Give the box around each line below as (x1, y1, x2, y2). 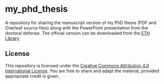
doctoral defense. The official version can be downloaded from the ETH (5, 30, 150, 36)
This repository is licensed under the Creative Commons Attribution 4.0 (5, 62, 149, 68)
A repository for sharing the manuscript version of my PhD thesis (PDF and (5, 20, 157, 26)
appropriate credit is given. (5, 73, 60, 79)
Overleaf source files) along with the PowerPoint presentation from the (5, 25, 148, 30)
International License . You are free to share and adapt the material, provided (5, 68, 160, 74)
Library (5, 35, 20, 41)
